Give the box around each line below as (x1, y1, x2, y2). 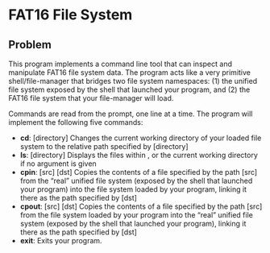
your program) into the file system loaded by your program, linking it (19, 185, 247, 194)
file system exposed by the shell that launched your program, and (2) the (8, 85, 251, 94)
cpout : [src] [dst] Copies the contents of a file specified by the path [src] (19, 201, 263, 211)
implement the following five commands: (8, 118, 143, 126)
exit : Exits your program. (19, 236, 102, 245)
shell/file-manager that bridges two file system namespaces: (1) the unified (8, 77, 258, 85)
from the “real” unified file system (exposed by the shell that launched (19, 176, 253, 185)
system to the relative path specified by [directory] (19, 142, 189, 151)
